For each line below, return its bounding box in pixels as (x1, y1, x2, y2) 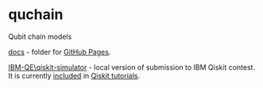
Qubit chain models (8, 32, 72, 41)
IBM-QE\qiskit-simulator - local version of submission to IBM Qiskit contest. (8, 62, 256, 72)
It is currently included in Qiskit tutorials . (8, 71, 141, 80)
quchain (8, 6, 64, 24)
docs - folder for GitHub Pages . (8, 47, 111, 56)
